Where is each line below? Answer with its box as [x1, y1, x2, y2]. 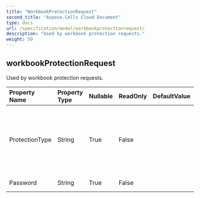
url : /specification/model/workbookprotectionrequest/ [6, 25, 145, 32]
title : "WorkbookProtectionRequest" [6, 8, 97, 15]
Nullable [89, 92, 113, 100]
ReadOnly [118, 92, 148, 100]
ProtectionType [9, 135, 52, 143]
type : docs [6, 20, 33, 26]
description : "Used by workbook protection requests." [6, 31, 145, 37]
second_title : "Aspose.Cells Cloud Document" [6, 14, 121, 20]
